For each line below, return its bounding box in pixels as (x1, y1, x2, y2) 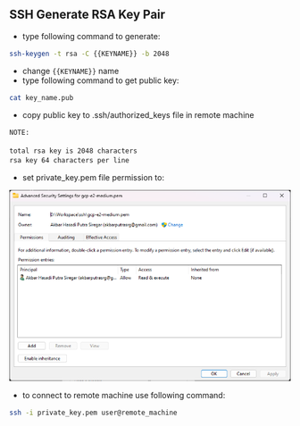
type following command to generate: (21, 30, 161, 41)
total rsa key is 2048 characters (9, 146, 138, 155)
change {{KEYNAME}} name (21, 65, 120, 76)
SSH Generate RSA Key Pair (9, 7, 166, 22)
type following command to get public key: (21, 75, 179, 86)
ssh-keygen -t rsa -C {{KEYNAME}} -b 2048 (9, 49, 170, 58)
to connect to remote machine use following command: (21, 389, 226, 400)
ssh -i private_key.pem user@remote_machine (9, 408, 178, 417)
